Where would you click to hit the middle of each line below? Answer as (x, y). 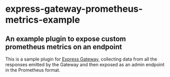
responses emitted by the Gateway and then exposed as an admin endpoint (85, 64)
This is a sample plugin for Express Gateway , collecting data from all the (81, 59)
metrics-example (43, 20)
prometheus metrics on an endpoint (64, 47)
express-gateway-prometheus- (74, 9)
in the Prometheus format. (33, 70)
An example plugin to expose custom (66, 39)
